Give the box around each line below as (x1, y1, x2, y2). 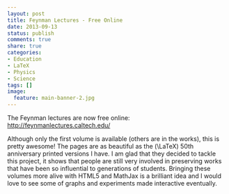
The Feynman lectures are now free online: (7, 114, 130, 122)
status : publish (7, 29, 54, 37)
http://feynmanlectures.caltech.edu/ (7, 121, 111, 129)
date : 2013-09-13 (7, 23, 58, 30)
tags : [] (7, 82, 33, 89)
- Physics (7, 68, 36, 75)
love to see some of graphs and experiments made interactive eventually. (7, 179, 217, 187)
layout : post (7, 10, 45, 17)
